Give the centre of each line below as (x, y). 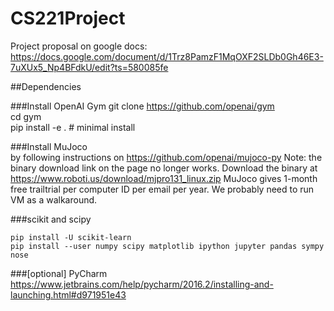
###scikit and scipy (51, 219)
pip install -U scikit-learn (71, 237)
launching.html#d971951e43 (68, 294)
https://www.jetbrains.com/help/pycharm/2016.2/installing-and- (142, 284)
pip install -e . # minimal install (73, 127)
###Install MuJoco (49, 146)
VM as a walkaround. (54, 199)
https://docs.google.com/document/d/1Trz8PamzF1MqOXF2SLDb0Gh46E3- (167, 56)
